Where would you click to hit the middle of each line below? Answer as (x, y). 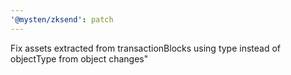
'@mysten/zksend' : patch (62, 19)
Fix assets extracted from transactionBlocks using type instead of (146, 48)
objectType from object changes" (79, 58)
